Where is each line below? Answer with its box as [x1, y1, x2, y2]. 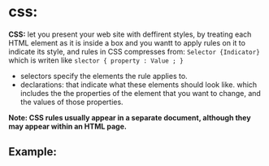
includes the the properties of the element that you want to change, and [20, 88, 262, 98]
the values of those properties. [20, 97, 124, 107]
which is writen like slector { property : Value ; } [8, 55, 184, 65]
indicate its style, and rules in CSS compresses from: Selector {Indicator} [8, 46, 260, 56]
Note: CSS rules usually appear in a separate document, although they [8, 112, 251, 122]
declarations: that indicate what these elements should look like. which [20, 80, 258, 90]
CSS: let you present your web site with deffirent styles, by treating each [8, 29, 252, 39]
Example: [8, 145, 57, 159]
